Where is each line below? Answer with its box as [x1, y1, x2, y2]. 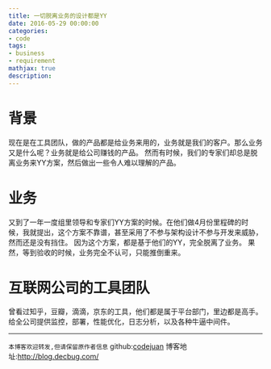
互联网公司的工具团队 [8, 279, 151, 297]
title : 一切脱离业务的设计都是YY [8, 11, 107, 20]
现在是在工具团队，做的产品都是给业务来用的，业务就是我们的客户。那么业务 [8, 137, 263, 147]
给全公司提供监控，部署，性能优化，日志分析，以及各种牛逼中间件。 [8, 317, 235, 327]
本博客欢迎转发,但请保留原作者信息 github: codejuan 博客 [8, 342, 180, 351]
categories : [8, 27, 48, 35]
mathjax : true [8, 65, 56, 73]
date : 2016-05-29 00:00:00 [8, 19, 99, 27]
